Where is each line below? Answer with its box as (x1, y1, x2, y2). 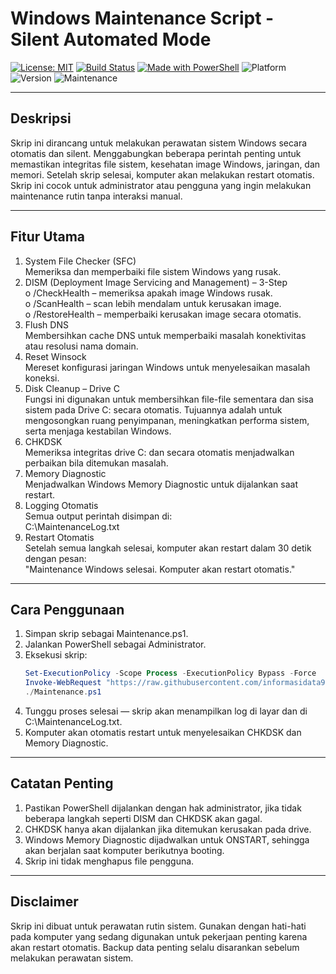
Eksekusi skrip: (24, 649, 88, 661)
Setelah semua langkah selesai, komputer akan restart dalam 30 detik (24, 542, 312, 554)
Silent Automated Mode (10, 28, 212, 51)
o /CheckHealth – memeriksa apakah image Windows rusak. (24, 287, 273, 299)
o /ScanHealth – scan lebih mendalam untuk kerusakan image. (24, 297, 282, 309)
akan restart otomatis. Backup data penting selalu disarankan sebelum (10, 941, 300, 953)
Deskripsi (10, 110, 72, 127)
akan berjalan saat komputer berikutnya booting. (24, 844, 225, 856)
